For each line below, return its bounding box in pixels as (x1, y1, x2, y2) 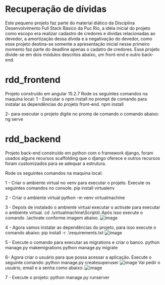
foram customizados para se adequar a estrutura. (5, 160, 107, 166)
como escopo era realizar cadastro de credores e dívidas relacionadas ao (5, 30, 156, 36)
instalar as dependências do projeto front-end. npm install (5, 101, 124, 107)
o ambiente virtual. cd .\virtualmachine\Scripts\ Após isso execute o (5, 210, 143, 215)
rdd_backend (5, 134, 61, 145)
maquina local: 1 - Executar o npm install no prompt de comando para (5, 96, 147, 102)
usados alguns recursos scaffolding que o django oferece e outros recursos (5, 155, 160, 161)
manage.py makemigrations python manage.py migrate (5, 244, 118, 250)
